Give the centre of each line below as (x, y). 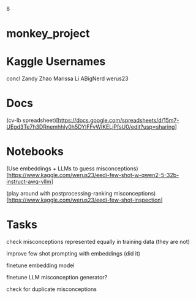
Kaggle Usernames (56, 62)
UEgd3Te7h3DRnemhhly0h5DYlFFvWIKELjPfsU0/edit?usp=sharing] (92, 127)
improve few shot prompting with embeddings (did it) (73, 253)
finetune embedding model (40, 265)
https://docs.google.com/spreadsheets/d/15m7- (119, 120)
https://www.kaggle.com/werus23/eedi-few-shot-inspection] (86, 200)
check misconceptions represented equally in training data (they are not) (98, 241)
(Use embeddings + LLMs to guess (51, 168)
